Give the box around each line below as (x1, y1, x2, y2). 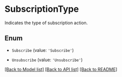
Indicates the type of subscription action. (4, 20, 88, 26)
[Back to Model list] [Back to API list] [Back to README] (4, 66, 118, 72)
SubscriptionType (4, 3, 79, 15)
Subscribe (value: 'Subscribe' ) (11, 47, 74, 53)
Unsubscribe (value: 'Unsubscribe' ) (11, 57, 83, 63)
